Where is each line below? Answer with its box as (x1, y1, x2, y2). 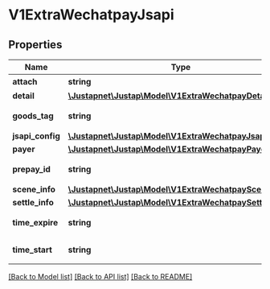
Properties (8, 38, 63, 52)
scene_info (12, 184, 56, 195)
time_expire (12, 217, 59, 228)
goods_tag (12, 110, 54, 122)
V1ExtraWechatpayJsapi (8, 6, 174, 24)
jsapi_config (12, 130, 60, 142)
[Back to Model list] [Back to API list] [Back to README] (8, 272, 193, 281)
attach (12, 76, 38, 87)
